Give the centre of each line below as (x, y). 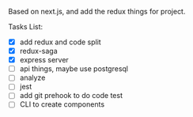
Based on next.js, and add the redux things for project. (97, 11)
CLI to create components (62, 104)
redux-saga (38, 51)
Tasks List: (26, 26)
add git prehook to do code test (71, 96)
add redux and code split (60, 42)
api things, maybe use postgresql (74, 69)
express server (44, 60)
